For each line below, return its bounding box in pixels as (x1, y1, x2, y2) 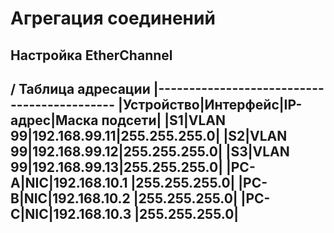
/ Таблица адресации (10, 80, 151, 97)
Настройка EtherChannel (10, 47, 173, 64)
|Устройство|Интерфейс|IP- (117, 96, 303, 113)
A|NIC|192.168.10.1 (10, 174, 128, 191)
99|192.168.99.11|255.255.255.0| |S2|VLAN (10, 127, 288, 144)
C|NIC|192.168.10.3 (10, 205, 132, 222)
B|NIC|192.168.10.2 (10, 190, 131, 207)
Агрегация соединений (10, 7, 216, 30)
